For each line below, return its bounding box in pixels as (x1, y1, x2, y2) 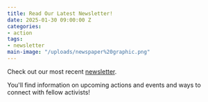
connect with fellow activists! (7, 88, 90, 96)
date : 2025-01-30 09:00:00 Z (7, 17, 92, 23)
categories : (7, 23, 42, 30)
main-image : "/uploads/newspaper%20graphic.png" (7, 49, 150, 56)
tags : (7, 36, 23, 43)
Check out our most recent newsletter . (7, 67, 117, 76)
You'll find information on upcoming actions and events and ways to (7, 81, 201, 89)
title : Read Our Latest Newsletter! (7, 10, 113, 17)
